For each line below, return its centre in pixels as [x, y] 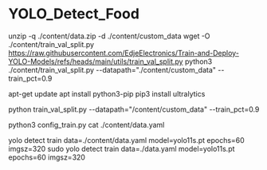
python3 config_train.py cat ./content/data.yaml [86, 125]
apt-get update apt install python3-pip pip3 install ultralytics [107, 93]
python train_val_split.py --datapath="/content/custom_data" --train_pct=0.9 [134, 109]
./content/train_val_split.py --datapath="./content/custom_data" [112, 69]
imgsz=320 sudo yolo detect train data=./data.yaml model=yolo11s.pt [122, 148]
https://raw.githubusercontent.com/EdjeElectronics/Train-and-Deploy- [124, 53]
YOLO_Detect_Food [74, 14]
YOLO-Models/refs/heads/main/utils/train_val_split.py [96, 61]
